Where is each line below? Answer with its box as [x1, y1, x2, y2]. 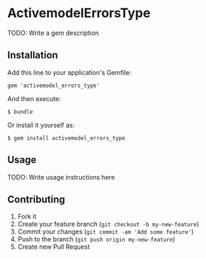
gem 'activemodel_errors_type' [7, 82, 100, 89]
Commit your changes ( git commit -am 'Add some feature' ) [17, 227, 194, 236]
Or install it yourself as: [7, 120, 75, 129]
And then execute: [7, 94, 61, 103]
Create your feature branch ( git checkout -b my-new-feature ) [17, 220, 200, 229]
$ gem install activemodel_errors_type [7, 134, 126, 142]
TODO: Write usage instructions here [7, 172, 115, 181]
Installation [7, 49, 58, 61]
